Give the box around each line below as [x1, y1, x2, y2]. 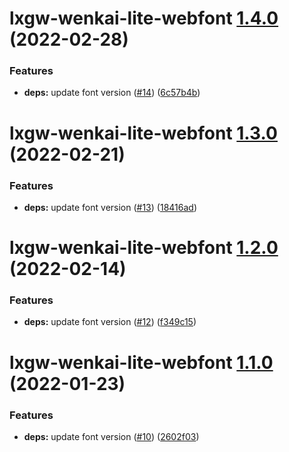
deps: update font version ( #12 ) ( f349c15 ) [23, 316, 197, 328]
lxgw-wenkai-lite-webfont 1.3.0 [9, 122, 278, 144]
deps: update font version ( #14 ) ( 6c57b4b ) [23, 87, 201, 99]
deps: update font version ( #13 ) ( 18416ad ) [23, 201, 197, 213]
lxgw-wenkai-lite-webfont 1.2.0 [9, 237, 279, 259]
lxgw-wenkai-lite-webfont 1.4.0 [9, 7, 279, 30]
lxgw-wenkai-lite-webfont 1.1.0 [9, 351, 274, 374]
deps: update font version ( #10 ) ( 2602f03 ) [23, 430, 200, 442]
